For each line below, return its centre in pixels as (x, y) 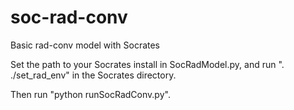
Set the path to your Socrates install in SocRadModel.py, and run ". (147, 64)
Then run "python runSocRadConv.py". (90, 94)
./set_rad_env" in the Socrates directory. (93, 75)
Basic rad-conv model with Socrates (85, 45)
